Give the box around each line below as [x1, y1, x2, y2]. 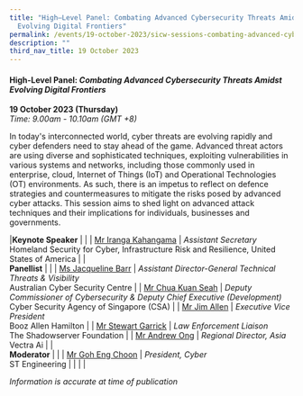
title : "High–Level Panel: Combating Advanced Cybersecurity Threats [9, 13, 277, 22]
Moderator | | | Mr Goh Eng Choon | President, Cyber [9, 349, 207, 360]
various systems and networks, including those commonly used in [9, 159, 255, 171]
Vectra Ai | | [9, 339, 54, 351]
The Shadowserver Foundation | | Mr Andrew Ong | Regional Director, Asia [9, 330, 287, 341]
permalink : [9, 30, 50, 39]
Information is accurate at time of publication [9, 376, 179, 387]
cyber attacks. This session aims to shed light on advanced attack [9, 198, 255, 209]
